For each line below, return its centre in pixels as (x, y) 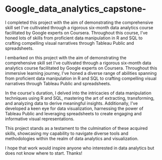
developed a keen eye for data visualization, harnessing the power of (74, 108)
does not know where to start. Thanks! (44, 153)
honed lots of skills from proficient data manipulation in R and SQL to (74, 38)
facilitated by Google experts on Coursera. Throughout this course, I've (76, 33)
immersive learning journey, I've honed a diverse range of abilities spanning (81, 73)
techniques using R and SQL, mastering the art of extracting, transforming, (80, 98)
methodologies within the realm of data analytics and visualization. (72, 138)
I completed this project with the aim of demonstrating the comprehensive (79, 22)
